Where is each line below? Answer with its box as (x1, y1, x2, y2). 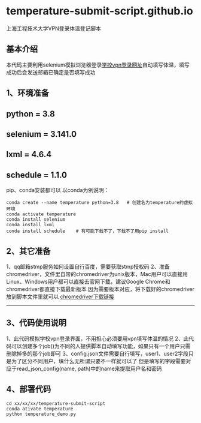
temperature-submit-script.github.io (6, 4, 193, 18)
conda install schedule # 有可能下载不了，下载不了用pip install (6, 228, 169, 235)
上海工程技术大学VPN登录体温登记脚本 (6, 25, 102, 32)
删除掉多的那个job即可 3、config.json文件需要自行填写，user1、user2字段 (6, 350, 188, 357)
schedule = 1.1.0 (6, 170, 68, 180)
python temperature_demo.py (6, 411, 77, 417)
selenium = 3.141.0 (6, 129, 77, 139)
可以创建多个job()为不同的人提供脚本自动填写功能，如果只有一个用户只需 (11, 342, 191, 349)
